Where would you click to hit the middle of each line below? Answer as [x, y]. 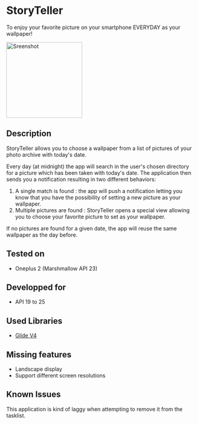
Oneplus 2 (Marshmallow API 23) [56, 268]
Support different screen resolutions [60, 375]
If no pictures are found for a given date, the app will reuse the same [92, 228]
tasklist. [16, 416]
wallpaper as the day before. [42, 235]
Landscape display [38, 369]
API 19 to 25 [30, 302]
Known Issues [34, 395]
